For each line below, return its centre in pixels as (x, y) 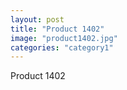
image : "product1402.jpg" (64, 38)
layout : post (37, 19)
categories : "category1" (62, 47)
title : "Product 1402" (57, 29)
